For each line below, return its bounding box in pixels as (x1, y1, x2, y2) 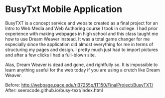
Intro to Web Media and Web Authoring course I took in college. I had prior (5, 25, 158, 31)
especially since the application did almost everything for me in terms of (5, 41, 154, 47)
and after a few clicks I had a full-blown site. (5, 51, 96, 58)
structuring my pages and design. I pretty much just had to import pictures (5, 46, 158, 52)
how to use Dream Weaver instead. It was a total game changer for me (5, 36, 150, 42)
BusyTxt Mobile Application (5, 3, 123, 15)
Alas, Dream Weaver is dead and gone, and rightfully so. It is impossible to (5, 61, 158, 67)
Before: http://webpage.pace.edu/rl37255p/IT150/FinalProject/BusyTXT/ (5, 81, 154, 88)
